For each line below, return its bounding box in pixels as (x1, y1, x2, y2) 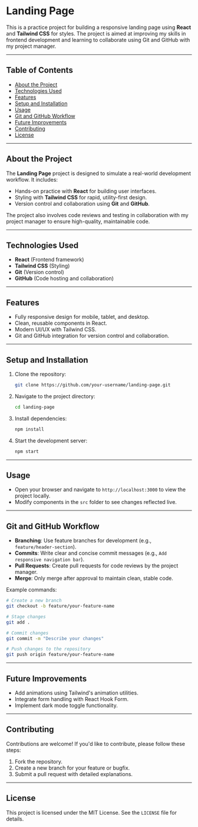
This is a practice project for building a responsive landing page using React (6, 24, 192, 31)
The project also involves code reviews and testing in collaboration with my (6, 211, 189, 218)
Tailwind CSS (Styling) (14, 262, 70, 270)
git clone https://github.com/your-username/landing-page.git (14, 382, 171, 388)
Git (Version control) (14, 269, 65, 276)
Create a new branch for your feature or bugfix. (14, 764, 130, 771)
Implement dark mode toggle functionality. (14, 702, 118, 709)
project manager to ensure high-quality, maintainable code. (6, 218, 150, 225)
